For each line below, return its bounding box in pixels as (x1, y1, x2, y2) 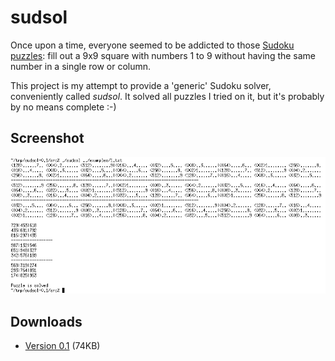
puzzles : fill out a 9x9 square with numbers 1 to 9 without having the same (10, 49, 317, 61)
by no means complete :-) (10, 101, 117, 113)
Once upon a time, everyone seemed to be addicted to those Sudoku (10, 39, 295, 51)
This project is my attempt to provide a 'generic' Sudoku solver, (10, 79, 272, 91)
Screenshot (10, 130, 85, 147)
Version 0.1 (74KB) (24, 339, 101, 351)
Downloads (10, 313, 83, 330)
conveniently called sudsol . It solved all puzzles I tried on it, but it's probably (10, 90, 325, 102)
